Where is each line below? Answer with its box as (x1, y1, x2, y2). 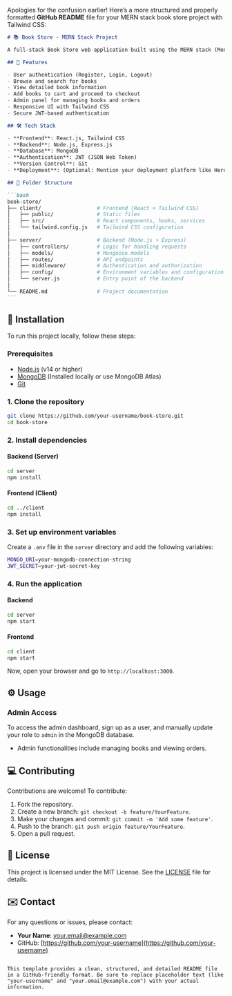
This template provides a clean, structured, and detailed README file (7, 965, 217, 973)
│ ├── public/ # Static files (7, 211, 140, 218)
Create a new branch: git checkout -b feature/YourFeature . (17, 807, 191, 816)
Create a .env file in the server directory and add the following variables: (7, 542, 214, 551)
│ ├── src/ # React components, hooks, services (7, 218, 206, 224)
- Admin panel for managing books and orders (7, 97, 140, 104)
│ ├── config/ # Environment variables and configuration (7, 269, 224, 276)
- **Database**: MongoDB (7, 148, 79, 155)
